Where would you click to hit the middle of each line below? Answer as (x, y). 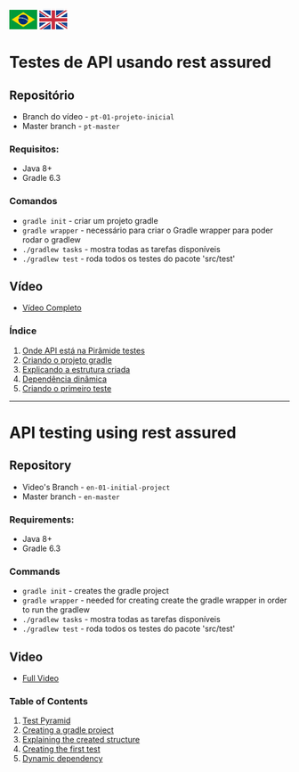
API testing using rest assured (123, 432)
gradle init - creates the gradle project (95, 591)
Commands (35, 571)
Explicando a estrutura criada (76, 369)
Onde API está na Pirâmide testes (83, 350)
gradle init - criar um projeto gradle (90, 220)
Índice (23, 331)
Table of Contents (49, 701)
